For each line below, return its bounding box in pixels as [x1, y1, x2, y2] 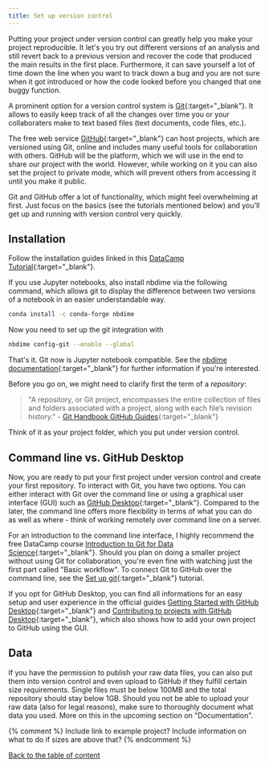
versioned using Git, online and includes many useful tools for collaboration [8, 142, 258, 151]
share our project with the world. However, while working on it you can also [8, 159, 258, 169]
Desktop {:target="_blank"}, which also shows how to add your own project [8, 615, 256, 624]
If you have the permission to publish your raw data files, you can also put [8, 667, 253, 677]
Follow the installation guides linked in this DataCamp [8, 254, 185, 263]
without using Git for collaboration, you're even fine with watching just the [8, 556, 253, 566]
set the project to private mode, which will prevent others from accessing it [8, 167, 257, 177]
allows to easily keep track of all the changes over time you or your [8, 109, 230, 119]
